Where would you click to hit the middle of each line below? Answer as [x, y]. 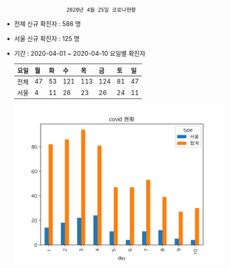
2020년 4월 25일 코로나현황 [101, 10]
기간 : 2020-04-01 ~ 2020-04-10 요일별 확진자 [79, 53]
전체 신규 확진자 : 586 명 [48, 24]
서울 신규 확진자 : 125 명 [47, 38]
